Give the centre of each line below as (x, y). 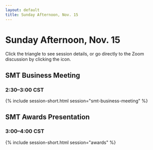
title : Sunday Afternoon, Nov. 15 (42, 15)
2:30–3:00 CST (25, 89)
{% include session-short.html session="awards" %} (60, 142)
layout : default (22, 10)
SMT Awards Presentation (48, 117)
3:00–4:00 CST (25, 131)
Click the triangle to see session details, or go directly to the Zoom (75, 54)
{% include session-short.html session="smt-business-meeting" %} (77, 101)
